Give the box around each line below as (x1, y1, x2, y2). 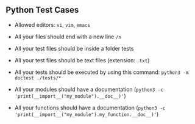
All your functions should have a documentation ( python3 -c (14, 104, 166, 111)
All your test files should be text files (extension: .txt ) (14, 56, 150, 64)
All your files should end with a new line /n (14, 33, 121, 40)
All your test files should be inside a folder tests (14, 45, 134, 52)
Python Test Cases (5, 5, 79, 15)
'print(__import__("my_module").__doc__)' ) (14, 92, 126, 100)
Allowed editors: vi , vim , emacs (14, 21, 91, 28)
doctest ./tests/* (14, 75, 62, 81)
